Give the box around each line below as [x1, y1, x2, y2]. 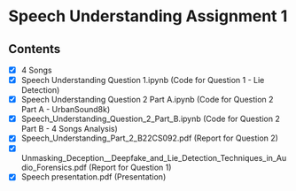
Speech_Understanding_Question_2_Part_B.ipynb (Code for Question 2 [20, 113, 280, 125]
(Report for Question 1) [89, 162, 172, 173]
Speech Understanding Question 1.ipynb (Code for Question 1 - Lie [20, 75, 265, 86]
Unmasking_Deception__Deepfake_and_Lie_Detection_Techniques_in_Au [20, 153, 287, 164]
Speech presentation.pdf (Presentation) [20, 172, 167, 182]
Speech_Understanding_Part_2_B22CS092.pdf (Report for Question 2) [20, 133, 278, 143]
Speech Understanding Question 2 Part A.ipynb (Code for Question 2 [20, 95, 274, 105]
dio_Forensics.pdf [20, 162, 88, 173]
